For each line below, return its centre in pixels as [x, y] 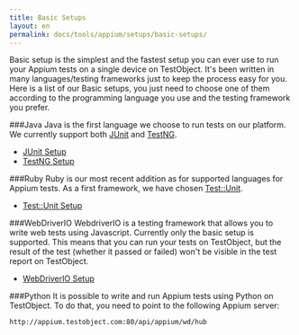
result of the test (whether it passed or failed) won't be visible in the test [143, 251]
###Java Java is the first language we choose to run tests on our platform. [148, 125]
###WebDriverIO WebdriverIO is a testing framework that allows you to [141, 223]
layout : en [30, 26]
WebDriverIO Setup [58, 278]
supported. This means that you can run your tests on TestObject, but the [145, 242]
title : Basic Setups [48, 18]
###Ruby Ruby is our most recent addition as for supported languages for [146, 179]
